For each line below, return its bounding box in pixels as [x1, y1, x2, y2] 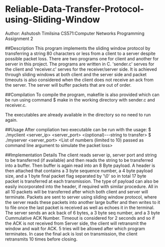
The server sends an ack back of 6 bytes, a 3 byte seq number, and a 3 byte [5, 209, 160, 216]
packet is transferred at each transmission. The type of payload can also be [5, 178, 159, 184]
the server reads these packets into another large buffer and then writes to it [5, 199, 161, 205]
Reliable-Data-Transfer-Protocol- [5, 3, 144, 15]
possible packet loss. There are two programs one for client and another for [5, 55, 159, 61]
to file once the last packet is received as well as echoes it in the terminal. [5, 204, 155, 210]
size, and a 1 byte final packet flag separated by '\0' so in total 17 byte [5, 173, 147, 179]
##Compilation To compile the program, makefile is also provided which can [5, 92, 160, 98]
